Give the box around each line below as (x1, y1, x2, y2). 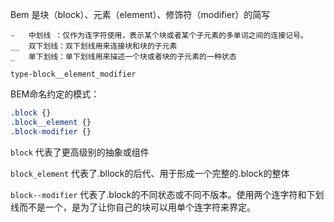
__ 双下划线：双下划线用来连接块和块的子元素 (10, 41, 178, 51)
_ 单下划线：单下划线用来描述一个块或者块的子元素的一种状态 (10, 52, 237, 62)
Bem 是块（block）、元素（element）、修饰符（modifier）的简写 (10, 9, 271, 20)
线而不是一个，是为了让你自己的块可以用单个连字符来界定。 (10, 201, 256, 213)
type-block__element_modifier (10, 69, 137, 79)
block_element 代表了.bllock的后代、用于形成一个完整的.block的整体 (10, 167, 290, 179)
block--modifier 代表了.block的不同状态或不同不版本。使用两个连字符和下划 (10, 188, 325, 200)
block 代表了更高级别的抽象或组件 (10, 146, 150, 158)
